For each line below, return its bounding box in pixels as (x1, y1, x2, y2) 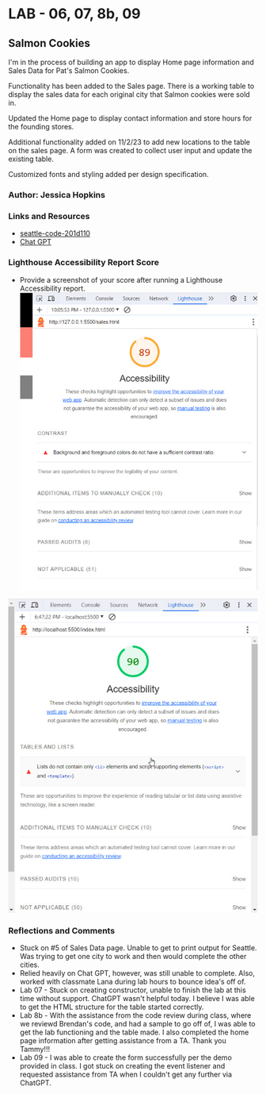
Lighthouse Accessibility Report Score (8, 257, 160, 268)
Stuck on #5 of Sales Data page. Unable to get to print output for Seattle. (19, 943, 257, 953)
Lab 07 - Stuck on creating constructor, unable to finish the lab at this (19, 985, 247, 995)
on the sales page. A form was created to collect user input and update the (8, 146, 253, 155)
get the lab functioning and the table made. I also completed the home (19, 1027, 249, 1037)
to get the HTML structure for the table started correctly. (19, 1002, 204, 1012)
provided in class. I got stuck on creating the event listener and (19, 1061, 226, 1071)
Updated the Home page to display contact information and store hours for (8, 114, 253, 123)
